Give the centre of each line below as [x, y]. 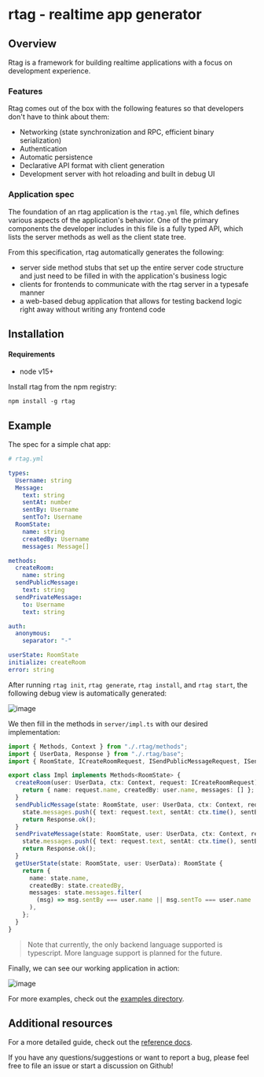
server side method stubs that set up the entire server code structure [131, 267]
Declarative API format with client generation [92, 166]
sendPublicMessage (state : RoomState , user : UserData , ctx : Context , [130, 805]
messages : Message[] [56, 546]
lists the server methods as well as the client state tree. [97, 237]
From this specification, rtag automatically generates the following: [116, 252]
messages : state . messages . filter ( [86, 893]
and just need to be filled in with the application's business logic [123, 276]
